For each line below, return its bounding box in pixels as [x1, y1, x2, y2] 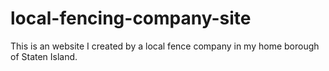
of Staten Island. [10, 50, 78, 62]
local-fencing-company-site [10, 7, 252, 30]
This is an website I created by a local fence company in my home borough [10, 40, 320, 52]
